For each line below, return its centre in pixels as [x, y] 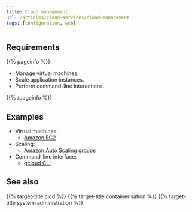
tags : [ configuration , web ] [41, 23]
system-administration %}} [50, 202]
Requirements [33, 47]
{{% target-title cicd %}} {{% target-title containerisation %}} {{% [87, 196]
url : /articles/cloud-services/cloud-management [68, 17]
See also [22, 182]
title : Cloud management [37, 12]
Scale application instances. [50, 80]
